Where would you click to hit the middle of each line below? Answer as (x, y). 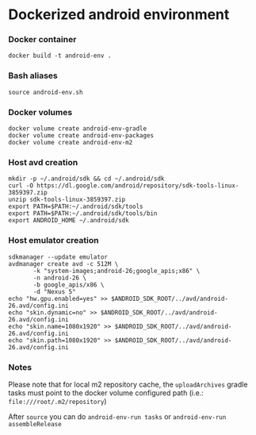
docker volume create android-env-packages (81, 136)
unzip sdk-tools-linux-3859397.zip (67, 200)
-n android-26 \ (60, 278)
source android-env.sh (46, 92)
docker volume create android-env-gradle (78, 129)
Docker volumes (40, 112)
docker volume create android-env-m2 (71, 143)
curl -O (21, 186)
